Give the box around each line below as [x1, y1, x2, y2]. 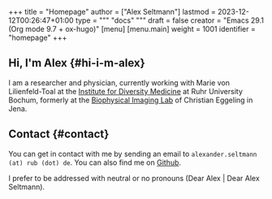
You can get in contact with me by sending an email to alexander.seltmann [8, 149, 257, 158]
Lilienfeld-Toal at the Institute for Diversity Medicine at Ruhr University [8, 86, 244, 96]
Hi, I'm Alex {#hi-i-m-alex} [8, 56, 146, 70]
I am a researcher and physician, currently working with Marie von [8, 77, 230, 88]
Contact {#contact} [8, 128, 110, 141]
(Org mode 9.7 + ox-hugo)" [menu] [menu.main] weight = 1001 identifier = [8, 24, 256, 33]
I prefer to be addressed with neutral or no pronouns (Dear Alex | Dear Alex [8, 173, 260, 183]
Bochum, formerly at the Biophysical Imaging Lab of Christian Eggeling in [8, 95, 253, 105]
